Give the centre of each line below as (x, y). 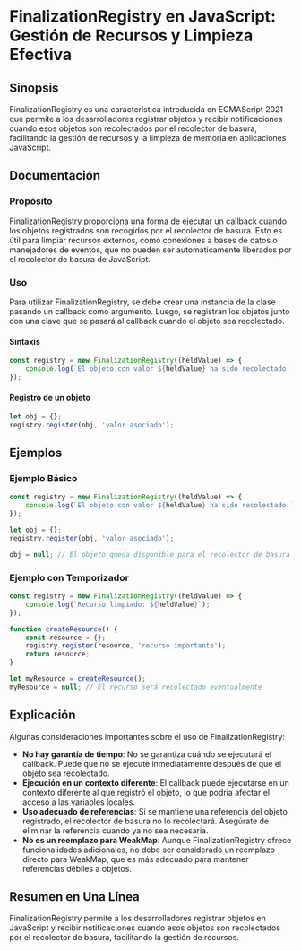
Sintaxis (25, 341)
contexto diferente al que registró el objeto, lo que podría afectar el (146, 792)
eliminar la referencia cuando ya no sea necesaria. (115, 830)
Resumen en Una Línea (75, 897)
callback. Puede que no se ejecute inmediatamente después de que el (152, 763)
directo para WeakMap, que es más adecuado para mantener (135, 859)
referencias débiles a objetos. (77, 868)
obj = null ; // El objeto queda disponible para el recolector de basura (150, 554)
